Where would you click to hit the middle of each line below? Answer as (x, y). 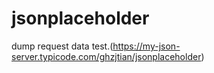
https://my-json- (146, 46)
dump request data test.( (62, 46)
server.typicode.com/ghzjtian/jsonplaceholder (106, 56)
